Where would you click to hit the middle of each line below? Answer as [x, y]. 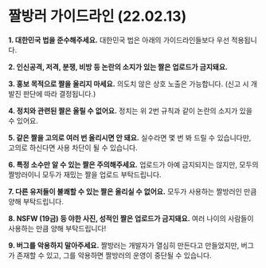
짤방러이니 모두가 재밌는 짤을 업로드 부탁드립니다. [85, 174]
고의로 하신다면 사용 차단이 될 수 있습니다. [73, 148]
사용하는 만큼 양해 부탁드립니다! [57, 228]
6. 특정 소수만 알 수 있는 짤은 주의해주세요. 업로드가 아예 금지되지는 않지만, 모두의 [133, 164]
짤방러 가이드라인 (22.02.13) [98, 16]
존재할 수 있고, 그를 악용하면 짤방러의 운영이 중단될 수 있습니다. [114, 255]
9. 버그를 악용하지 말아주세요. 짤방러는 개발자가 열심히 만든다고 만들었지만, [124, 245]
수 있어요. [23, 120]
